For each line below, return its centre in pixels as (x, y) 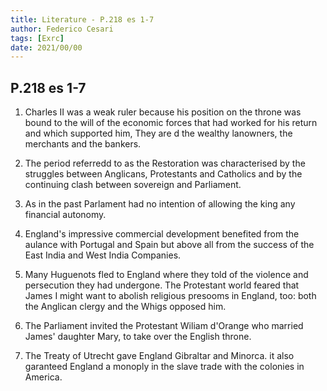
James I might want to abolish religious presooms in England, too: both (170, 296)
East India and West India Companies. (103, 255)
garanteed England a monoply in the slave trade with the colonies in (164, 367)
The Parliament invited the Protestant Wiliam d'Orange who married (164, 326)
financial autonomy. (65, 215)
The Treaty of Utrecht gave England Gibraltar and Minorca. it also (159, 356)
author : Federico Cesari (62, 29)
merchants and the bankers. (83, 144)
